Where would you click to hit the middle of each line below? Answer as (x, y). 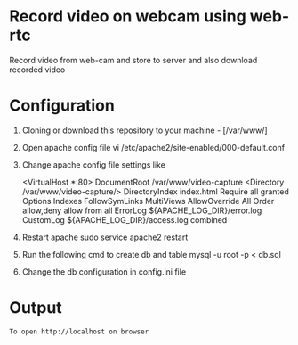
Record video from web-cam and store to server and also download (133, 60)
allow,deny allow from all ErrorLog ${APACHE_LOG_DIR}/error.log (142, 210)
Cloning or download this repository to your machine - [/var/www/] (145, 130)
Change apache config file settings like (94, 164)
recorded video (37, 70)
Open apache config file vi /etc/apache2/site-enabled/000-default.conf (153, 147)
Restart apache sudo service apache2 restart (105, 237)
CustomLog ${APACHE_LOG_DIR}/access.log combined (125, 219)
